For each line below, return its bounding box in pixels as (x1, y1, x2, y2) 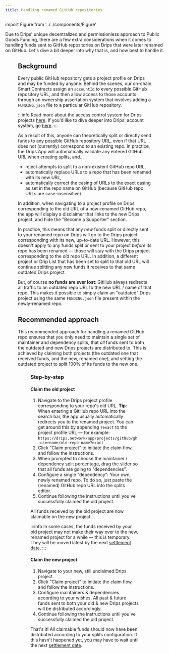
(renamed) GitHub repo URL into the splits (37, 483, 125, 489)
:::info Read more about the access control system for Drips (18, 112, 142, 118)
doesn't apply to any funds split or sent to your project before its (18, 242, 152, 248)
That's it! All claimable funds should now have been (30, 626, 138, 632)
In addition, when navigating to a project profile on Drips (18, 200, 135, 206)
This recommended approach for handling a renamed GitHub (18, 329, 145, 335)
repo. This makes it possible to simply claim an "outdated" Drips (18, 290, 151, 296)
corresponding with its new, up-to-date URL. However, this (18, 237, 140, 243)
